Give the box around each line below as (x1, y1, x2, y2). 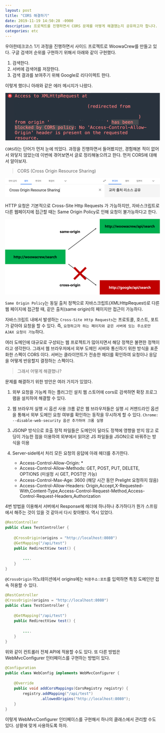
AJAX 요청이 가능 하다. (5, 329, 45, 335)
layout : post (5, 8, 32, 13)
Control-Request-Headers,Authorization (19, 493, 101, 499)
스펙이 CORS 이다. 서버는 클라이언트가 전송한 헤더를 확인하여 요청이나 (14, 352, 148, 358)
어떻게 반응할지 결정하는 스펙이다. (10, 358, 75, 364)
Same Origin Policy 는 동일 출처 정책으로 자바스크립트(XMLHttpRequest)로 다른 (5, 300, 160, 306)
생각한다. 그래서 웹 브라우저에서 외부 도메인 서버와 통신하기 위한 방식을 (14, 345, 149, 351)
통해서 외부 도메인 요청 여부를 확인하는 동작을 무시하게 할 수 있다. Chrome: (17, 412, 159, 418)
